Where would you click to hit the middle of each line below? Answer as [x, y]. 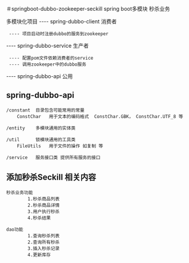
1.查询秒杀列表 [44, 236]
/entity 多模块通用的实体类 [41, 128]
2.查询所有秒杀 [44, 242]
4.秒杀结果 [39, 218]
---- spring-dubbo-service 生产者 [47, 46]
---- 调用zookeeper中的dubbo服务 [47, 64]
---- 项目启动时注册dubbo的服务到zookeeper [58, 34]
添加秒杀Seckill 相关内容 [51, 177]
